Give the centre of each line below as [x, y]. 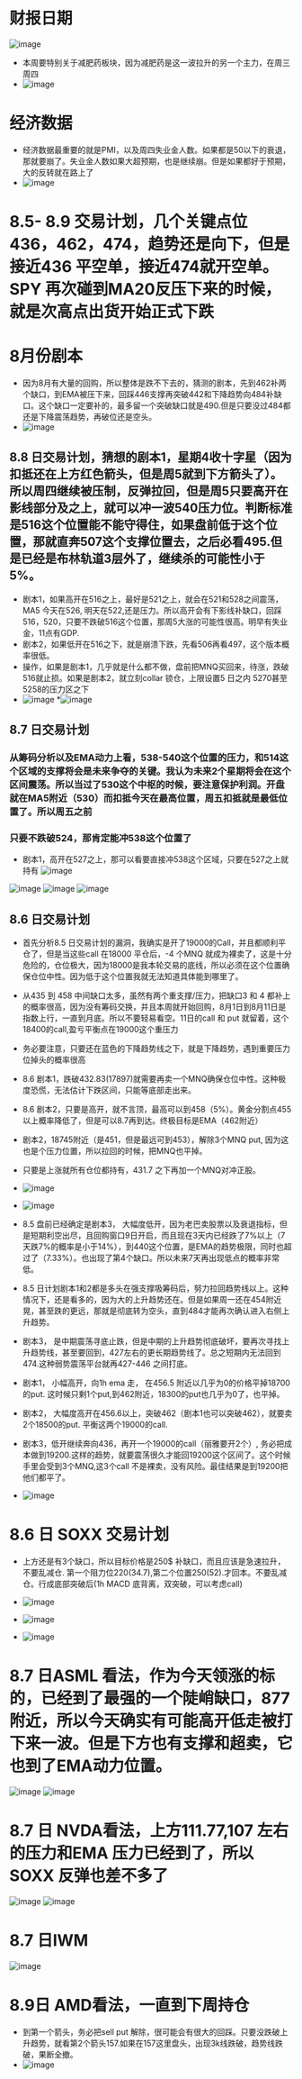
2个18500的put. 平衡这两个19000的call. [95, 1425]
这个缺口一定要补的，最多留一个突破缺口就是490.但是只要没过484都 [164, 405]
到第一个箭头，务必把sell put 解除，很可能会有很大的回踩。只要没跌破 [151, 2031]
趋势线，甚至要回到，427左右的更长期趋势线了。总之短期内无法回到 [155, 1353]
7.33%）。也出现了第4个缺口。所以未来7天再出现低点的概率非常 [163, 1258]
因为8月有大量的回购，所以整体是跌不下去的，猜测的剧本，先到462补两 [154, 383]
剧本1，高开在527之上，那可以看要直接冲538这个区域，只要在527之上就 [155, 859]
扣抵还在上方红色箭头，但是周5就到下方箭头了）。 [146, 474]
